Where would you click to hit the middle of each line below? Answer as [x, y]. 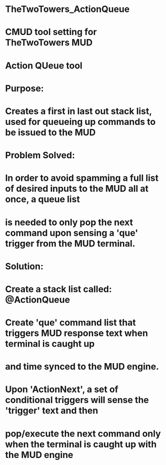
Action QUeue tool [44, 65]
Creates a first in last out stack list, [79, 111]
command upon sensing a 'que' [72, 233]
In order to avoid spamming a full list [82, 178]
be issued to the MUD [50, 132]
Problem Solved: [40, 155]
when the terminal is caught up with [81, 444]
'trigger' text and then [52, 411]
